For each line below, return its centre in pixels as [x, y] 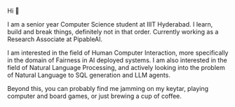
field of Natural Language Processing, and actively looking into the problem [116, 67]
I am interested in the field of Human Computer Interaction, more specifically [118, 53]
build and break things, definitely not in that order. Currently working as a [113, 32]
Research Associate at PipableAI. [55, 39]
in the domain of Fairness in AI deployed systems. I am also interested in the [117, 60]
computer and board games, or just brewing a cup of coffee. [95, 96]
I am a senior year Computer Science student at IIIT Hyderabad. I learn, [110, 24]
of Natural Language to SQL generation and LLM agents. [89, 75]
